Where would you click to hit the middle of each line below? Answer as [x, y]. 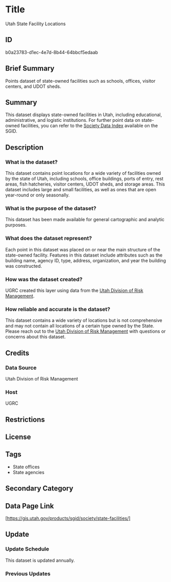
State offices [26, 467]
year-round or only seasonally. [38, 195]
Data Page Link [30, 506]
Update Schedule [27, 549]
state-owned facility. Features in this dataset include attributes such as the [84, 255]
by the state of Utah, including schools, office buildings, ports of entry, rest [84, 179]
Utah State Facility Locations [36, 24]
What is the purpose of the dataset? [51, 208]
